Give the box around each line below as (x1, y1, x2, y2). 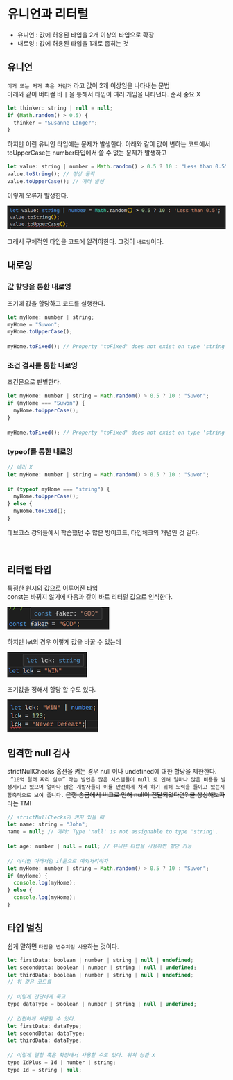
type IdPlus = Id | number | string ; (7, 1059, 116, 1066)
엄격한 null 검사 (7, 747, 71, 759)
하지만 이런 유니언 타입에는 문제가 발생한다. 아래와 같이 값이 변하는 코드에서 (7, 140, 211, 148)
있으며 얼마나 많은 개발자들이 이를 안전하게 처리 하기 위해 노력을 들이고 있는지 (28, 783, 225, 790)
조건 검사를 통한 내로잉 (7, 361, 78, 371)
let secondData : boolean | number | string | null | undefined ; (7, 964, 197, 971)
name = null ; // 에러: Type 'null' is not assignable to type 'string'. (7, 828, 219, 835)
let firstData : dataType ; (7, 1022, 82, 1029)
